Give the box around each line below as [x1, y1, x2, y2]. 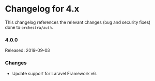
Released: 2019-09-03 [5, 47, 50, 54]
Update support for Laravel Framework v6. [12, 70, 97, 76]
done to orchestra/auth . [5, 24, 53, 30]
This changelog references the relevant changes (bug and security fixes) [5, 19, 151, 25]
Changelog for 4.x [5, 3, 79, 14]
